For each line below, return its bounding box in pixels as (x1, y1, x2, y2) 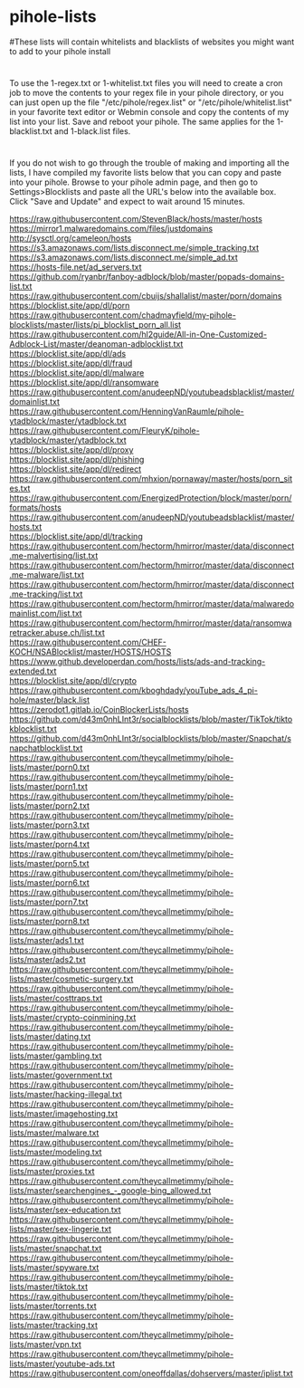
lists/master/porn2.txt (9, 800, 90, 811)
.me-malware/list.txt (9, 570, 84, 580)
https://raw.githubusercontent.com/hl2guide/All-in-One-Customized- (9, 329, 268, 340)
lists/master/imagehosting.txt (9, 1108, 119, 1119)
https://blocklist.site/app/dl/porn (9, 301, 130, 311)
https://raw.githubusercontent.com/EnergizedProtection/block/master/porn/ (9, 493, 292, 503)
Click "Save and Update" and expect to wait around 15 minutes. (9, 196, 246, 207)
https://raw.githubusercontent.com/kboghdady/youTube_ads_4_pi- (9, 685, 258, 696)
